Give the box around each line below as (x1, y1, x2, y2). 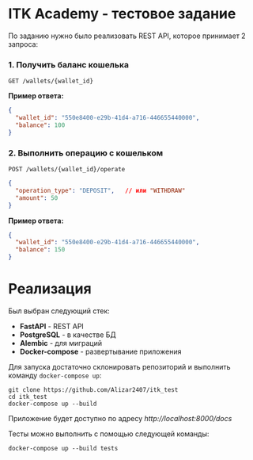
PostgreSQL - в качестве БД (19, 330, 116, 339)
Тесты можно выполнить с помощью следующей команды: (8, 429, 210, 439)
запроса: (8, 39, 39, 48)
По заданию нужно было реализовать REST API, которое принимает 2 (8, 31, 247, 40)
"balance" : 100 (15, 121, 66, 129)
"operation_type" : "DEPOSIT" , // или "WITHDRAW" (15, 186, 186, 194)
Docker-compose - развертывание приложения (19, 347, 182, 356)
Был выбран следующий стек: (8, 306, 111, 316)
